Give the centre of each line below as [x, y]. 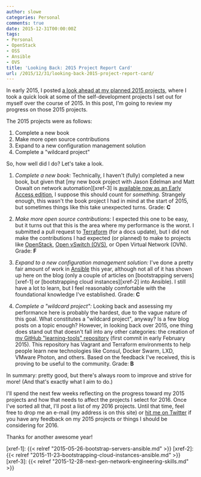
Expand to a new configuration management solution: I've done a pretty [104, 263]
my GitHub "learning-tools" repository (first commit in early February [100, 338]
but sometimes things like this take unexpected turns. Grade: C [93, 208]
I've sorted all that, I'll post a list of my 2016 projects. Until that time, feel [95, 406]
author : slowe [24, 12]
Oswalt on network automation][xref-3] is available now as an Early [98, 188]
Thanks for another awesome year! [49, 437]
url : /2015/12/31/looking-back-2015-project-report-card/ [80, 73]
